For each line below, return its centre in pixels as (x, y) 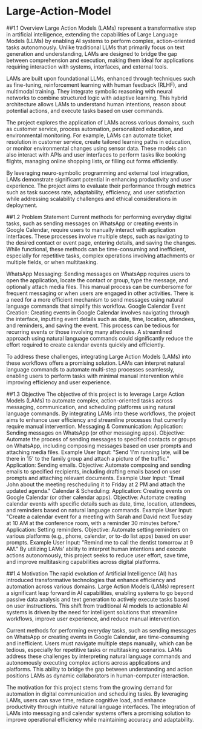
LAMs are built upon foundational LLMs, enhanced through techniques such (101, 78)
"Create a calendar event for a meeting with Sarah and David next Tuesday (99, 517)
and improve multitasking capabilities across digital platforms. (83, 561)
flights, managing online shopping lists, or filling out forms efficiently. (92, 161)
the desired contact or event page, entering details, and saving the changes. (101, 242)
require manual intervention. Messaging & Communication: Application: (95, 426)
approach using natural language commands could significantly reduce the (100, 338)
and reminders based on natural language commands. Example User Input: (99, 510)
